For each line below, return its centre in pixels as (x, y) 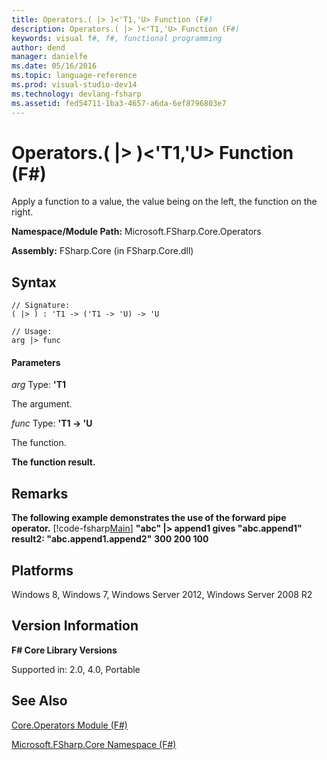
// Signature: (41, 306)
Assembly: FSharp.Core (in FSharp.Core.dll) (102, 251)
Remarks (40, 493)
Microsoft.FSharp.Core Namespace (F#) (94, 744)
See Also (39, 701)
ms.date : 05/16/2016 (54, 66)
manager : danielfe (49, 57)
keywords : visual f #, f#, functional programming (117, 38)
